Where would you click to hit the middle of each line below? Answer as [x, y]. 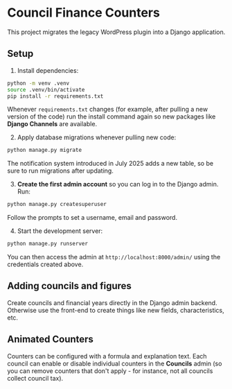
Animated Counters [50, 339]
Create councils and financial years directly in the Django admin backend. [112, 302]
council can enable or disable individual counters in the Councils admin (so [115, 363]
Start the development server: [60, 231]
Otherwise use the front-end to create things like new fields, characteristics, [116, 310]
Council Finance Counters [84, 13]
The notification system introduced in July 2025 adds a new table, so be [110, 164]
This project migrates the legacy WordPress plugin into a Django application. [116, 32]
